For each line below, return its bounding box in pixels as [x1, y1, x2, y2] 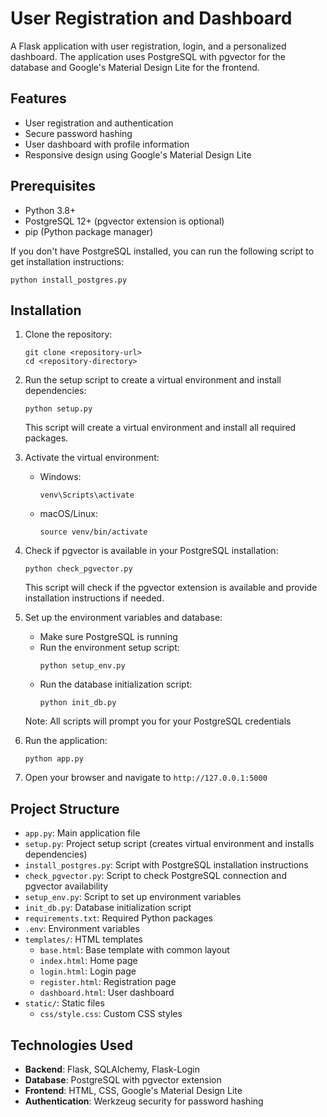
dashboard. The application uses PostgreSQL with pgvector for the [10, 50, 286, 62]
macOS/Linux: [39, 508, 98, 520]
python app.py [24, 754, 84, 764]
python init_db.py [39, 698, 117, 708]
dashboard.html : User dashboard [39, 987, 175, 999]
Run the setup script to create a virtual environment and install [24, 374, 282, 386]
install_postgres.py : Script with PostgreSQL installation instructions [24, 859, 309, 871]
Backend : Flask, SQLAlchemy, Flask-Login [24, 1063, 200, 1075]
